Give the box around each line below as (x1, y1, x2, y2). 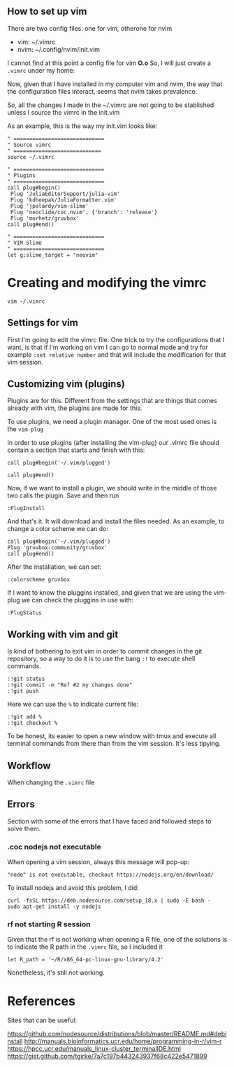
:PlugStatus (7, 609, 42, 616)
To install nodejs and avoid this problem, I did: (7, 884, 140, 892)
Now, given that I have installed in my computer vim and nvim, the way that (7, 80, 223, 88)
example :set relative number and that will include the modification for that (7, 350, 226, 359)
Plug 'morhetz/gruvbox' (10, 215, 80, 222)
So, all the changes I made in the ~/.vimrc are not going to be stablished (7, 101, 214, 109)
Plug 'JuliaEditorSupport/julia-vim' (10, 190, 120, 197)
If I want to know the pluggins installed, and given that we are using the (7, 588, 212, 597)
